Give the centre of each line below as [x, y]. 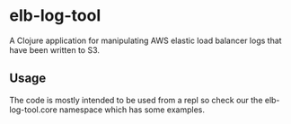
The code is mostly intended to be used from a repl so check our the [136, 100]
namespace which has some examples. [132, 110]
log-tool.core [34, 110]
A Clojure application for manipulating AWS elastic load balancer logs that [145, 40]
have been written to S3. [55, 49]
